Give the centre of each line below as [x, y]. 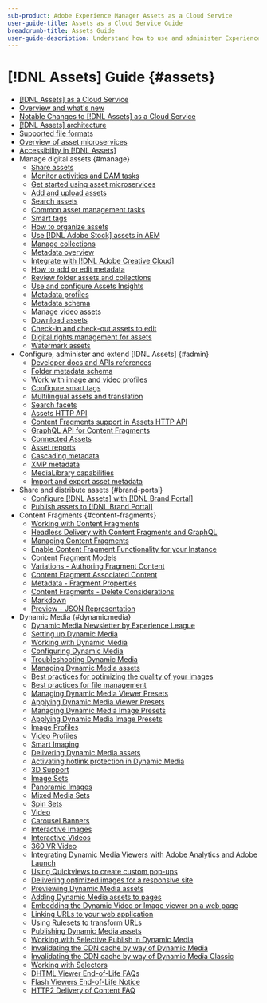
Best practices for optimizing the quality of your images [122, 676]
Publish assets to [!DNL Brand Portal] [92, 507]
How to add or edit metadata [78, 269]
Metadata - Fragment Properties [84, 583]
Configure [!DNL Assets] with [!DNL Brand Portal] [112, 498]
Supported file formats [56, 133]
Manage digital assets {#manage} [75, 159]
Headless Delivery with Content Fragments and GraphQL [124, 533]
